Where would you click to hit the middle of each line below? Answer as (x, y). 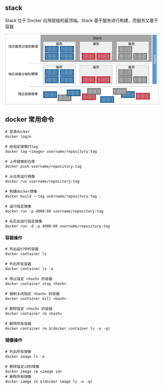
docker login (18, 137)
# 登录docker (18, 132)
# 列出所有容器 (18, 264)
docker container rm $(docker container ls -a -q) (58, 329)
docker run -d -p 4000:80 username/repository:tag (58, 226)
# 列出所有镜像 (18, 351)
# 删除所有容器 (18, 324)
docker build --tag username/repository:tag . (53, 196)
